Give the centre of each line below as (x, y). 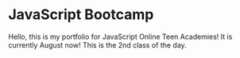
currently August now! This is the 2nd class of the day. (97, 44)
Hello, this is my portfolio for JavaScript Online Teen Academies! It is (120, 37)
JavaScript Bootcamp (81, 15)
